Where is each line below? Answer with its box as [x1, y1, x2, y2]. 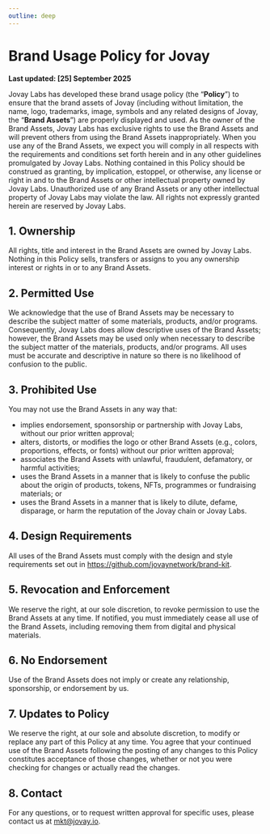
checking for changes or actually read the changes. [8, 763, 180, 773]
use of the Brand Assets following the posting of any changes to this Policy [8, 746, 259, 756]
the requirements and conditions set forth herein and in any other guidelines [8, 149, 262, 159]
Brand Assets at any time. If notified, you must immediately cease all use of [8, 612, 259, 623]
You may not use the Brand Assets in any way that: [8, 404, 178, 413]
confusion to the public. [8, 359, 87, 369]
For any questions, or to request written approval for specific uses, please [8, 808, 255, 818]
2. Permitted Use [8, 286, 95, 300]
